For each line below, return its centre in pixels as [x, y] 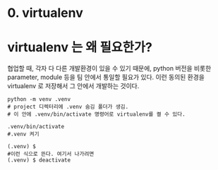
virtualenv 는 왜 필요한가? [80, 48]
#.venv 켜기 [23, 134]
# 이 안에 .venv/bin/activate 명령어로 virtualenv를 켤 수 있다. [96, 114]
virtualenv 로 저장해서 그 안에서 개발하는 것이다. [73, 86]
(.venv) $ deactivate [39, 160]
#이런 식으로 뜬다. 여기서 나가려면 [51, 154]
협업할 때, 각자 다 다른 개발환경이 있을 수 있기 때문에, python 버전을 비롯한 [109, 68]
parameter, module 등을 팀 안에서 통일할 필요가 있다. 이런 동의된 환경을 [106, 77]
